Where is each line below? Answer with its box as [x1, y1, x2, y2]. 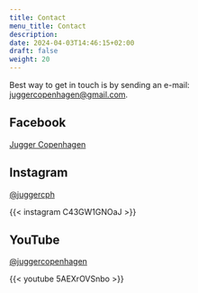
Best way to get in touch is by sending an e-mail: [9, 80, 191, 90]
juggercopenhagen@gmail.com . [9, 89, 129, 100]
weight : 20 [9, 55, 50, 64]
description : [9, 30, 58, 39]
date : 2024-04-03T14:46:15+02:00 [9, 38, 135, 48]
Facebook [9, 115, 67, 130]
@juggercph [9, 189, 56, 200]
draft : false [9, 47, 58, 56]
